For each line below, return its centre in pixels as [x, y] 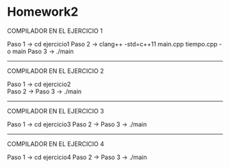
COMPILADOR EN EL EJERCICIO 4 [56, 143]
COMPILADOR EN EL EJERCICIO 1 [55, 31]
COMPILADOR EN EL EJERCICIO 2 [55, 71]
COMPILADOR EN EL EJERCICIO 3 [55, 111]
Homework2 [43, 12]
